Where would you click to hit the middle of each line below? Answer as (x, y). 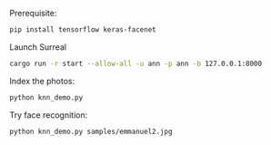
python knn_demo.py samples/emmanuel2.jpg (91, 131)
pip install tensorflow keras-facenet (83, 30)
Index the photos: (42, 81)
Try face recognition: (49, 115)
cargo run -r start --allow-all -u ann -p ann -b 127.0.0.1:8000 (135, 63)
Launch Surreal (38, 47)
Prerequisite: (33, 13)
